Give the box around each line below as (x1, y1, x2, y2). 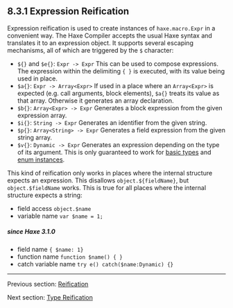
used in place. (17, 74, 58, 83)
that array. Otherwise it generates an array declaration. (17, 96, 175, 105)
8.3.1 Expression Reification (7, 6, 130, 17)
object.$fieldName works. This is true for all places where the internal (7, 183, 207, 191)
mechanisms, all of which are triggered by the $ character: (7, 46, 174, 54)
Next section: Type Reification (7, 293, 94, 301)
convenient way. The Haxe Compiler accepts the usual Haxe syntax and (7, 31, 213, 40)
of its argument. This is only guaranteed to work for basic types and (17, 148, 212, 156)
